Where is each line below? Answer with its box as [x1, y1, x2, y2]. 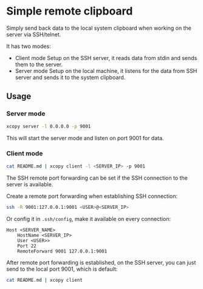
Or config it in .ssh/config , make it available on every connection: [6, 215, 171, 222]
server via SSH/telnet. [6, 30, 61, 38]
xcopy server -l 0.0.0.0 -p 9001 [6, 123, 91, 129]
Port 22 [17, 243, 36, 249]
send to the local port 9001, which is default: [6, 265, 118, 273]
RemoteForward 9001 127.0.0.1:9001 [17, 248, 108, 254]
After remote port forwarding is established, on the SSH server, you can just [6, 259, 196, 266]
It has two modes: [6, 42, 52, 50]
